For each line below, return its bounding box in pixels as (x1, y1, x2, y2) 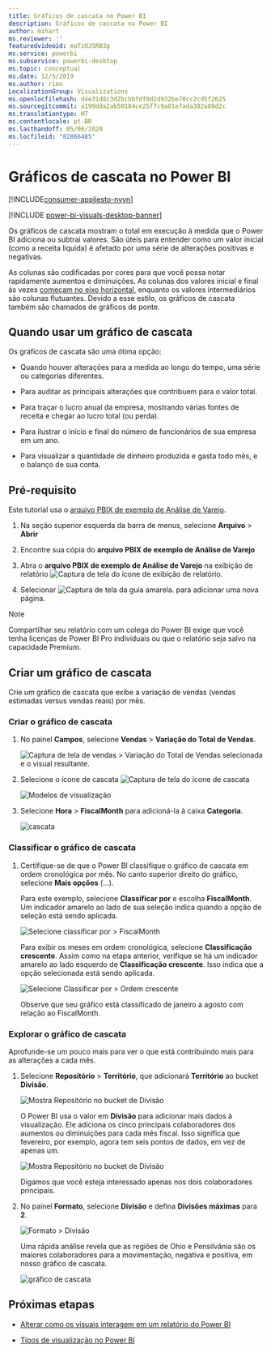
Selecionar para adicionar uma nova (19, 585, 259, 595)
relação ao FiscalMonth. (19, 1007, 101, 1018)
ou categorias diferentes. (19, 371, 104, 381)
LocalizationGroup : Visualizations (8, 87, 129, 96)
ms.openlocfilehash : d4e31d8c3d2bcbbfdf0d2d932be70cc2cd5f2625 (8, 95, 227, 103)
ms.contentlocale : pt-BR (8, 118, 92, 126)
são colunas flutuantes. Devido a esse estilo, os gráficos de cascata (8, 293, 235, 303)
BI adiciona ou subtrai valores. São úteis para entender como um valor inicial (8, 234, 264, 244)
